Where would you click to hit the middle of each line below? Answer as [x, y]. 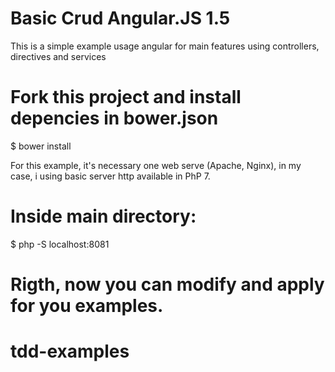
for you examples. [87, 306]
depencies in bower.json [114, 118]
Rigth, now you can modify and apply [167, 284]
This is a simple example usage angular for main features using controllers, [165, 46]
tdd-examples [70, 351]
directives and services [58, 56]
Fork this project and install [126, 97]
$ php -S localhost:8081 [60, 244]
